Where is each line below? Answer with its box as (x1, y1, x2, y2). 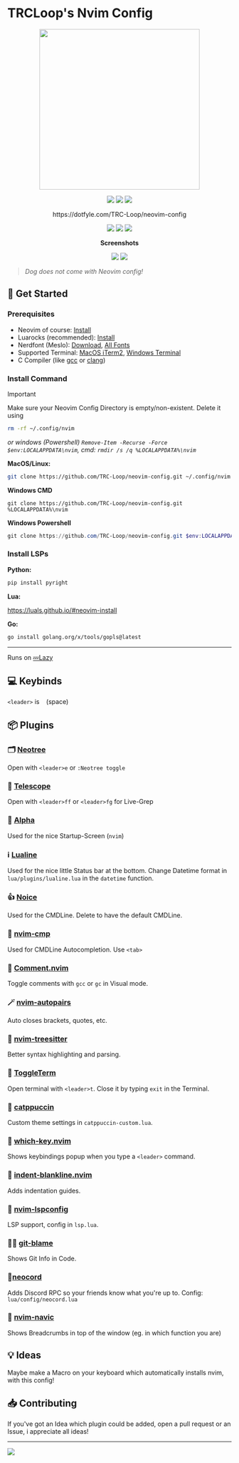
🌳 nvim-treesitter (7, 1034, 68, 1044)
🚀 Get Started (7, 287, 68, 300)
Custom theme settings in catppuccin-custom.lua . (7, 1118, 153, 1127)
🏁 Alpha (7, 815, 36, 825)
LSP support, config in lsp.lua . (7, 1220, 99, 1228)
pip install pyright (7, 579, 69, 586)
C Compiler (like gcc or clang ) (17, 355, 106, 365)
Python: (7, 565, 32, 574)
